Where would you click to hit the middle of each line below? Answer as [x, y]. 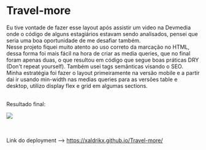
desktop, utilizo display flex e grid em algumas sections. [77, 85]
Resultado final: [26, 104]
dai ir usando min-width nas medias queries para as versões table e [92, 79]
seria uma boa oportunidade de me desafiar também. [74, 40]
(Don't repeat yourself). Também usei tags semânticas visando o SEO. [95, 66]
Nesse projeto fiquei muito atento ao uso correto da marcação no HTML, [98, 47]
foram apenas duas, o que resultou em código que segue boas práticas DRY [103, 60]
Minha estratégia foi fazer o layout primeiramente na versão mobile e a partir [103, 73]
